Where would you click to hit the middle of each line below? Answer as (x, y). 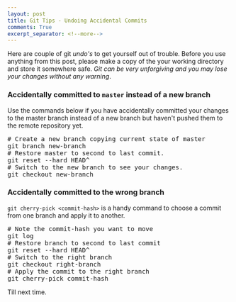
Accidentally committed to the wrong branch (86, 192)
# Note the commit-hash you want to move (80, 229)
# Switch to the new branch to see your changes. (95, 167)
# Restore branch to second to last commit (84, 243)
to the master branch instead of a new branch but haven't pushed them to (115, 118)
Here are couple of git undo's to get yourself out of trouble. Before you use (117, 54)
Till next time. (27, 292)
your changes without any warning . (59, 77)
